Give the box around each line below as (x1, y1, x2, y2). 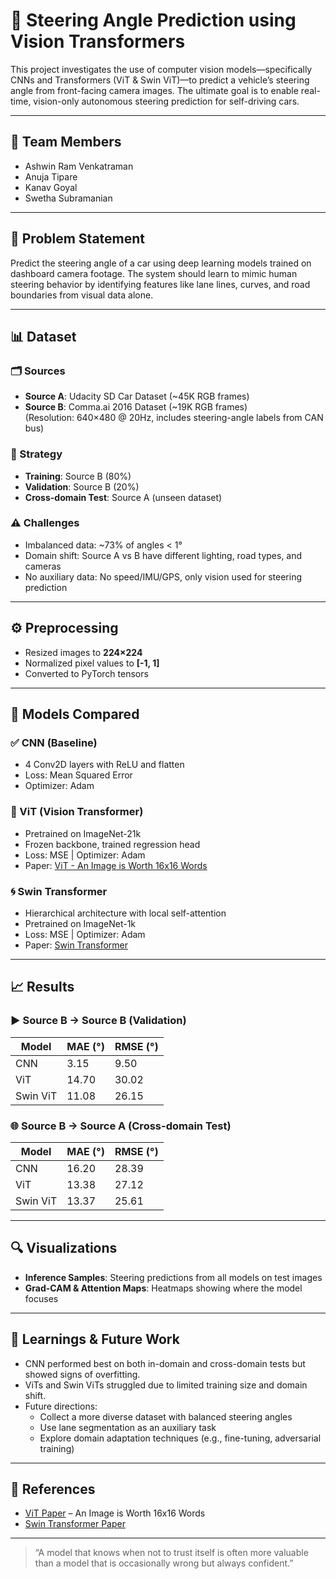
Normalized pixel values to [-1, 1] (24, 657, 160, 669)
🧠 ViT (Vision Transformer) (10, 805, 144, 819)
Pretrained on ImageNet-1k (24, 917, 137, 929)
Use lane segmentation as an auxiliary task (39, 1421, 217, 1433)
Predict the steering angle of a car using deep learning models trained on (10, 257, 312, 269)
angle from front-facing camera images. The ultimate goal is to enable (10, 84, 299, 96)
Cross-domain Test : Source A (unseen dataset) (24, 491, 223, 503)
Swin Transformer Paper (24, 1518, 126, 1530)
